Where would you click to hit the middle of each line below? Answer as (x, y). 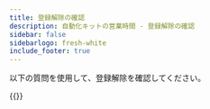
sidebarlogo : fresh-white (58, 43)
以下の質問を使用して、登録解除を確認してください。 (108, 78)
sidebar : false (38, 34)
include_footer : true (50, 51)
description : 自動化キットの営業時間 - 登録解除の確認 (102, 26)
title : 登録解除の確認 (47, 18)
